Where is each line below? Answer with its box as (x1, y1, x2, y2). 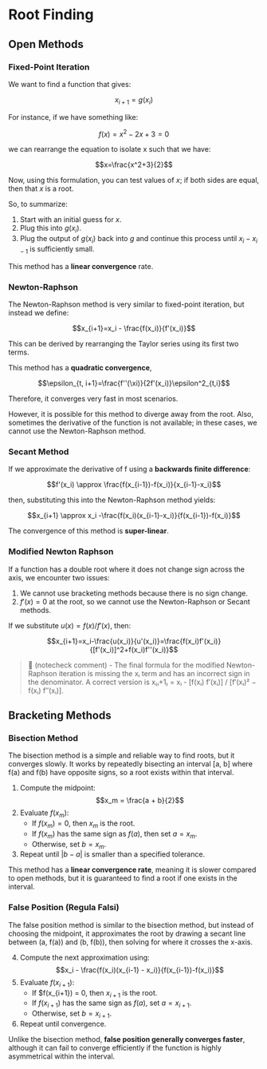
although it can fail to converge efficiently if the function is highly (8, 1043, 222, 1052)
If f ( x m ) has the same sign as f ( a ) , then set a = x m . (31, 829, 198, 840)
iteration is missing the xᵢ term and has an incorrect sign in (58, 668, 250, 678)
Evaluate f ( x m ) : (19, 808, 69, 820)
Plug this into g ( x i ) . (19, 224, 82, 235)
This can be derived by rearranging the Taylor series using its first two (8, 339, 239, 349)
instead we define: (8, 308, 69, 318)
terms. (8, 347, 29, 357)
